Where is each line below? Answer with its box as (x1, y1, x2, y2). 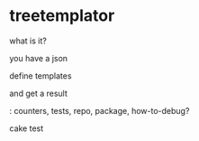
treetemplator (9, 5, 115, 26)
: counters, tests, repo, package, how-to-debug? (9, 105, 190, 116)
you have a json (9, 52, 68, 63)
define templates (9, 70, 72, 81)
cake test (9, 123, 44, 134)
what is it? (9, 35, 47, 46)
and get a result (9, 88, 68, 99)
